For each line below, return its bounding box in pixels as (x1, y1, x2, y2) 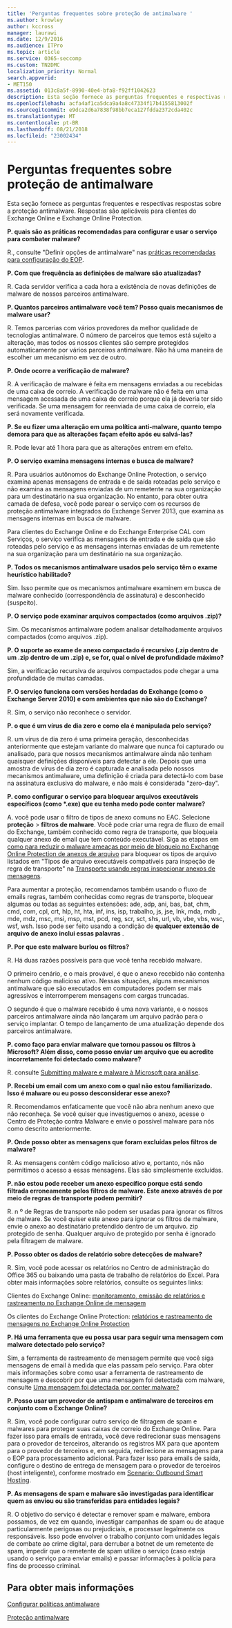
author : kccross (7, 23, 54, 30)
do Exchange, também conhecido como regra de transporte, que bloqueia (7, 828, 218, 836)
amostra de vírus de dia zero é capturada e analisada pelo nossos (7, 764, 195, 773)
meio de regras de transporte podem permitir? (7, 1194, 143, 1202)
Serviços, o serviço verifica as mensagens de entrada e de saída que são (7, 535, 216, 543)
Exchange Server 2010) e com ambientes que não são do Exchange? (7, 695, 208, 703)
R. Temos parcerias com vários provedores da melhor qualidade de (7, 324, 198, 332)
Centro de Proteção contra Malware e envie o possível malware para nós (7, 1117, 215, 1126)
